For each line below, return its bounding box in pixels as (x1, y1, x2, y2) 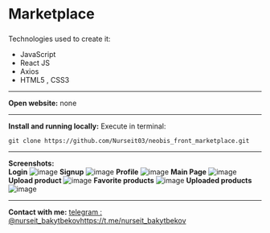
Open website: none (8, 98, 77, 108)
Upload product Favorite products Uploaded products (8, 175, 252, 185)
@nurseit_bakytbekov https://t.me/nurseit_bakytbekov (8, 215, 186, 225)
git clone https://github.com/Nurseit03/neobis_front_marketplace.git (8, 137, 250, 145)
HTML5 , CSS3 (19, 75, 70, 84)
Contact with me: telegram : (8, 206, 103, 217)
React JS (19, 58, 51, 67)
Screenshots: (8, 158, 55, 168)
